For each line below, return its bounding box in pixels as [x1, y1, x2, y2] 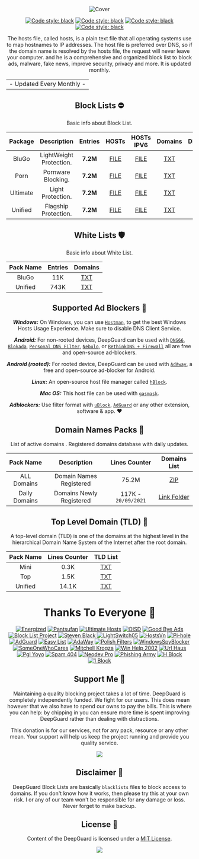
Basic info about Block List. [66, 119, 133, 126]
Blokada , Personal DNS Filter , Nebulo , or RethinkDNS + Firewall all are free [8, 343, 191, 350]
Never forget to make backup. [63, 802, 136, 809]
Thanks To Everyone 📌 [43, 606, 156, 619]
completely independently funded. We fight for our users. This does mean [9, 696, 190, 703]
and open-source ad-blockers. [62, 349, 137, 356]
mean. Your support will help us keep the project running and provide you [9, 733, 190, 740]
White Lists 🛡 [73, 230, 126, 240]
